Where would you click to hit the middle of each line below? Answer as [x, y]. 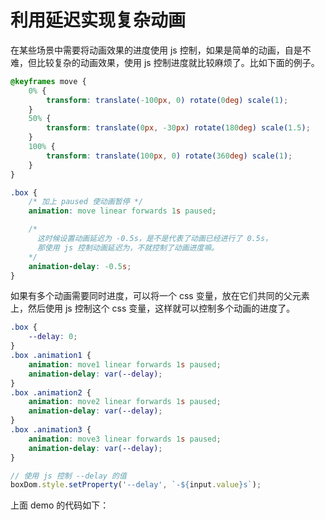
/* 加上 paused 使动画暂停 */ [86, 202]
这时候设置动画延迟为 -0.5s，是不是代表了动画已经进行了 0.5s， [154, 239]
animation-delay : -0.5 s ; [80, 266]
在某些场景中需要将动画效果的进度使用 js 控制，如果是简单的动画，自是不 [161, 50]
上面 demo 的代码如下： [60, 505]
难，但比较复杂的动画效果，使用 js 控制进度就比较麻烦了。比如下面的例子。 [165, 62]
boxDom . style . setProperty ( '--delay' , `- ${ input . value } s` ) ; [136, 485]
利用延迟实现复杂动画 [98, 20]
